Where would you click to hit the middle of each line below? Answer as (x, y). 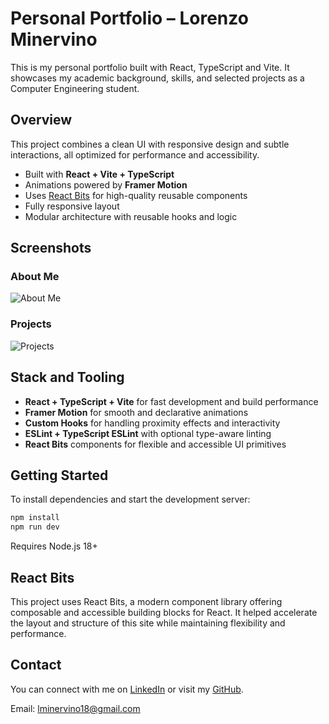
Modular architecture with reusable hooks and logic (131, 216)
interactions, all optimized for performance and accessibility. (135, 154)
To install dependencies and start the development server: (130, 499)
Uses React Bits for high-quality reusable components (136, 195)
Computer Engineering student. (75, 88)
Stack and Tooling (67, 377)
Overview (41, 120)
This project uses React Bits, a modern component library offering (146, 601)
